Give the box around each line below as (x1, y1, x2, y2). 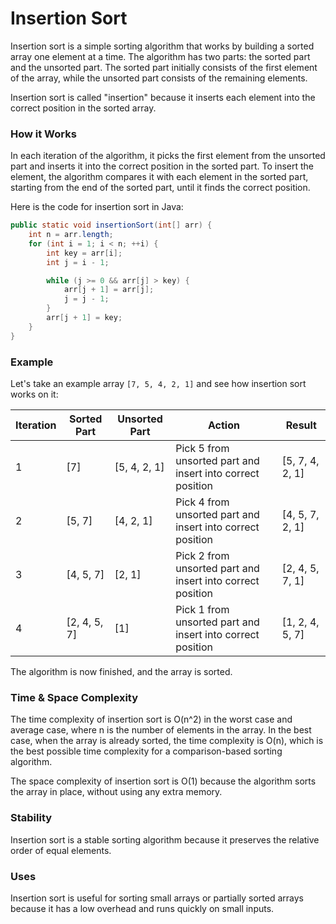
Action (207, 418, 240, 432)
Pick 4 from (175, 495, 230, 509)
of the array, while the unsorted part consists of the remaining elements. (10, 72, 308, 84)
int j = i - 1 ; (46, 257, 110, 267)
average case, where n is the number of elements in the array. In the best (10, 724, 312, 736)
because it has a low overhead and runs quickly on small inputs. (10, 902, 275, 914)
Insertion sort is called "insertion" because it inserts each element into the (10, 91, 316, 103)
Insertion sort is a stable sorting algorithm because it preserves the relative (10, 833, 320, 846)
